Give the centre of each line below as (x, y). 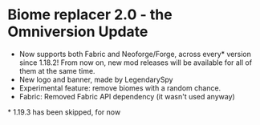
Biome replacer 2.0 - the (90, 15)
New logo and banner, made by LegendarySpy (96, 79)
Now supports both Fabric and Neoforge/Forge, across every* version (135, 54)
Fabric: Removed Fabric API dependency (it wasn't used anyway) (127, 96)
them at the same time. (57, 71)
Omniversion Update (78, 32)
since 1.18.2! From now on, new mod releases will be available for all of (136, 62)
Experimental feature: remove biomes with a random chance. (120, 88)
